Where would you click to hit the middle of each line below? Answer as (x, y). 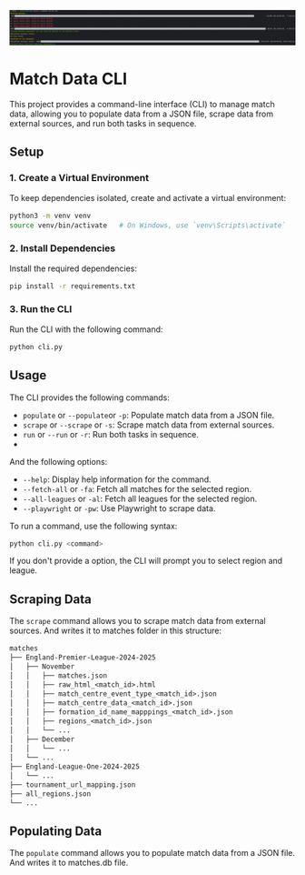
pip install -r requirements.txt (73, 286)
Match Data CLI (69, 79)
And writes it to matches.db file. (69, 863)
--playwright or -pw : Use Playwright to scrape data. (119, 508)
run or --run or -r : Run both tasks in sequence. (111, 434)
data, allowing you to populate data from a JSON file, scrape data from (142, 114)
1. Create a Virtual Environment (79, 178)
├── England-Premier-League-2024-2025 (83, 658)
